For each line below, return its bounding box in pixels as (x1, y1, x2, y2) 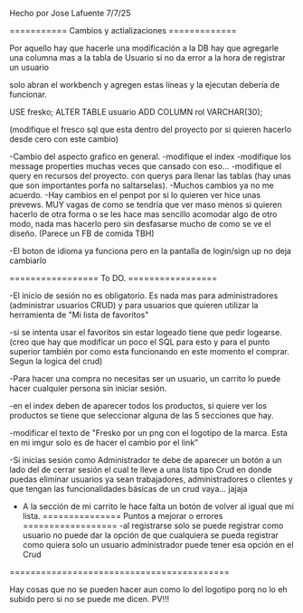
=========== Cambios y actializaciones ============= (9, 25, 237, 35)
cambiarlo (9, 255, 47, 266)
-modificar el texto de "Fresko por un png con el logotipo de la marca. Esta (9, 428, 288, 438)
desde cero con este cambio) (9, 134, 119, 144)
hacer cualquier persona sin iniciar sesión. (9, 383, 167, 393)
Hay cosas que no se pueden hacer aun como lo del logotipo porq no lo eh (9, 584, 288, 595)
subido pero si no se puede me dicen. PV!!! (9, 594, 170, 604)
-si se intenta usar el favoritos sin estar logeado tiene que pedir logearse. (9, 327, 282, 337)
